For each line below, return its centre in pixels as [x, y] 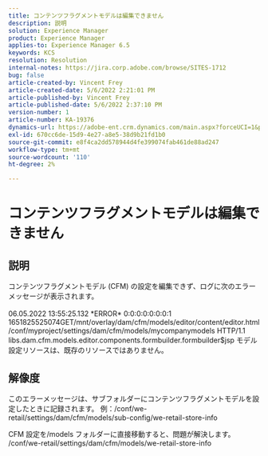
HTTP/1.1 [231, 331]
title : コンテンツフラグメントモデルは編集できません [86, 16]
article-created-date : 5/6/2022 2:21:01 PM [82, 90]
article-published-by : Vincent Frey [69, 98]
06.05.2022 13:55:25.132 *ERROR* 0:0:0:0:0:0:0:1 [90, 314]
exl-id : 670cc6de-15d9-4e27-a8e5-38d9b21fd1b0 [87, 134]
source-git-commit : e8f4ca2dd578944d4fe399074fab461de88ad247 [114, 142]
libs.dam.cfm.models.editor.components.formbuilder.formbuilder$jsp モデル [133, 340]
